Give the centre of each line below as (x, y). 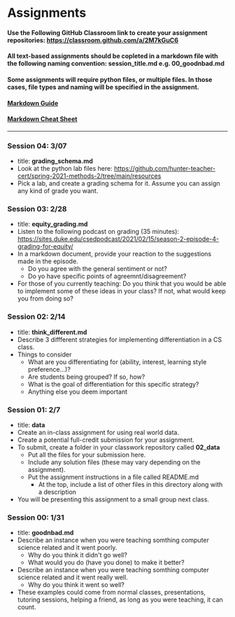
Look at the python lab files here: (65, 169)
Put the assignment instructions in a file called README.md (113, 477)
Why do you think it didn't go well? (78, 555)
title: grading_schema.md (55, 161)
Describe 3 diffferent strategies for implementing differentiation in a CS (120, 339)
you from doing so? (45, 298)
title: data (31, 424)
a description (57, 492)
